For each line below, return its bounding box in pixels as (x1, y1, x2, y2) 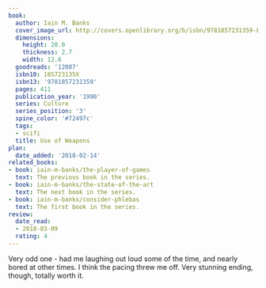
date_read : (15, 218, 51, 225)
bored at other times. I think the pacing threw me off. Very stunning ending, (8, 262, 253, 271)
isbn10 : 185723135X (15, 70, 80, 78)
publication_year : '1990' (15, 93, 101, 100)
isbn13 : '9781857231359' (15, 78, 97, 85)
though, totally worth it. (8, 271, 85, 280)
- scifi (15, 129, 41, 137)
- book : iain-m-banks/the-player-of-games (8, 166, 150, 174)
